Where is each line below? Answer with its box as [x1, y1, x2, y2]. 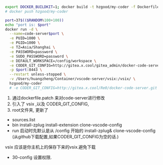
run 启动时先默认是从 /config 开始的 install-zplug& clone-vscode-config [12, 128, 156, 133]
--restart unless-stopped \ [9, 72, 66, 77]
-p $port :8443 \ [9, 67, 42, 72]
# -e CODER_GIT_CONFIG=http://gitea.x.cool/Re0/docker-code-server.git [9, 85, 158, 90]
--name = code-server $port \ [9, 32, 64, 36]
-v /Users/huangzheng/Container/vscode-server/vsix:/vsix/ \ [9, 77, 136, 82]
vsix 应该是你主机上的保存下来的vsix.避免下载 [5, 144, 96, 150]
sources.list [12, 116, 35, 122]
